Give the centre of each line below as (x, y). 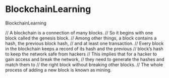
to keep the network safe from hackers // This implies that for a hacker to (81, 54)
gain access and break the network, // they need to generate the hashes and (85, 59)
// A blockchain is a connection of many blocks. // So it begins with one (79, 32)
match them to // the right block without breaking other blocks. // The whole (84, 64)
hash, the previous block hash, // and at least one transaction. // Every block (84, 43)
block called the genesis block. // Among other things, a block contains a (81, 38)
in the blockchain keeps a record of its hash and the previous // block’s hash (84, 48)
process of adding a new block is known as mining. (59, 70)
